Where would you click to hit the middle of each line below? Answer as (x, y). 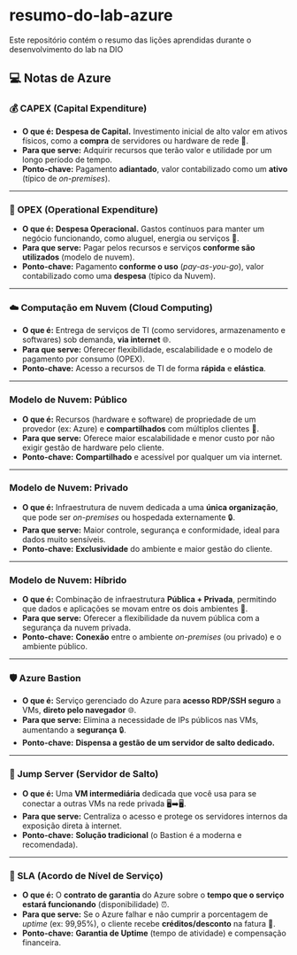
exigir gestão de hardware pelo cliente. (93, 447)
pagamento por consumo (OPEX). (84, 359)
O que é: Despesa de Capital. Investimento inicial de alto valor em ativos (155, 131)
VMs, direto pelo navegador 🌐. (79, 710)
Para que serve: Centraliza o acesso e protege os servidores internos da (155, 816)
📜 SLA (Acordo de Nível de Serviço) (86, 875)
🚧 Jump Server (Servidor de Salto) (84, 774)
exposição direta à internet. (72, 826)
